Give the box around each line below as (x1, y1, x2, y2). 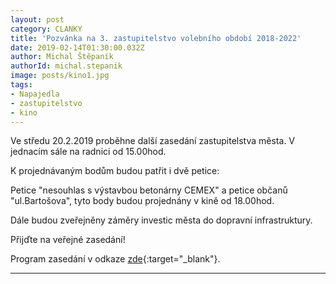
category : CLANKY (10, 24, 83, 34)
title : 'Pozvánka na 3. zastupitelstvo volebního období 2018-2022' (10, 33, 302, 43)
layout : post (10, 14, 65, 25)
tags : (10, 80, 33, 90)
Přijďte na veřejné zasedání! (10, 234, 126, 246)
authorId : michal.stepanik (10, 61, 123, 71)
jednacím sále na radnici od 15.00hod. (10, 146, 167, 158)
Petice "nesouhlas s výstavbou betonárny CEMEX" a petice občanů (10, 184, 288, 196)
